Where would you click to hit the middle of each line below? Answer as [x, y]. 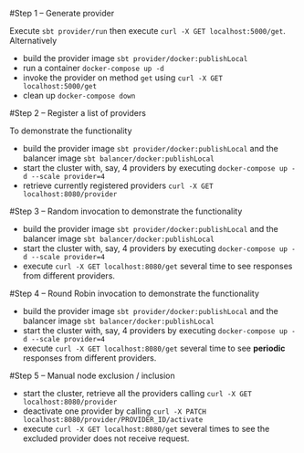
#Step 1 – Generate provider [62, 13]
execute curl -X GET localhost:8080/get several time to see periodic [154, 348]
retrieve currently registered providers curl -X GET [118, 185]
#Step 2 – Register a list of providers [78, 113]
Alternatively [33, 41]
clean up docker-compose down [79, 95]
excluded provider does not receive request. [106, 438]
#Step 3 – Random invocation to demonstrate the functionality [126, 211]
